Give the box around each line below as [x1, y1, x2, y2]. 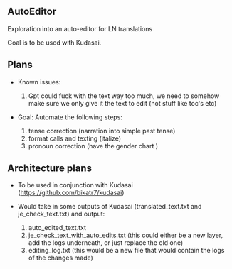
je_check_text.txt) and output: [17, 209, 105, 219]
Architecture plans [7, 163, 93, 175]
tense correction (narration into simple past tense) [28, 126, 176, 135]
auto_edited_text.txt [28, 224, 87, 232]
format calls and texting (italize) [28, 134, 122, 143]
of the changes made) [28, 253, 94, 262]
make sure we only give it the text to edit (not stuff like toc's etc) [28, 99, 217, 107]
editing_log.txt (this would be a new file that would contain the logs [28, 246, 225, 255]
